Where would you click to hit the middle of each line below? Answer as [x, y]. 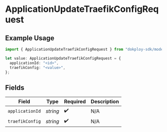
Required [75, 102]
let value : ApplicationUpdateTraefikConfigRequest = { [63, 58]
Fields [15, 88]
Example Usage [30, 38]
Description [105, 102]
